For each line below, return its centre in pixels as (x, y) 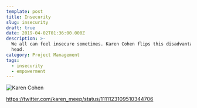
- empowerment (28, 71)
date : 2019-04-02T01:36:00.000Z (45, 33)
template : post (25, 11)
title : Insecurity (28, 17)
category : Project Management (43, 55)
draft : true (21, 28)
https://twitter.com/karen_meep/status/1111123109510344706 (80, 99)
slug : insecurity (27, 22)
